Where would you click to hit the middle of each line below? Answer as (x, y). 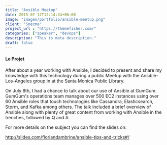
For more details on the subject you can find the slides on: (66, 127)
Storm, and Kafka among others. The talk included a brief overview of (78, 107)
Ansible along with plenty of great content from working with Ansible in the (83, 112)
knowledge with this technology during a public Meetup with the (72, 75)
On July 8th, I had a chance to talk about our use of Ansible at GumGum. (81, 90)
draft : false (19, 43)
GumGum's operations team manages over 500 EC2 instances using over (82, 96)
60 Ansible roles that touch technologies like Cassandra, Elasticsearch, (79, 101)
